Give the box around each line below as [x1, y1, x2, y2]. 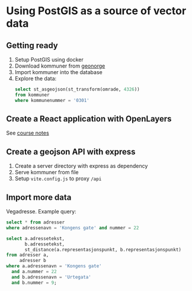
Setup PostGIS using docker [14, 56, 84, 63]
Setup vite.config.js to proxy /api [14, 175, 102, 182]
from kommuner [14, 92, 50, 98]
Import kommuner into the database [14, 69, 103, 75]
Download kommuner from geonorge [14, 62, 105, 69]
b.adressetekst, [24, 241, 65, 247]
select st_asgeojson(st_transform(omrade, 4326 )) [14, 87, 140, 92]
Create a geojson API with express [6, 146, 136, 156]
